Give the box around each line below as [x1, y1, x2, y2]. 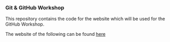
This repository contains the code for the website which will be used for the [5, 16, 165, 22]
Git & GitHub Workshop [5, 4, 65, 11]
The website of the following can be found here [5, 31, 106, 37]
